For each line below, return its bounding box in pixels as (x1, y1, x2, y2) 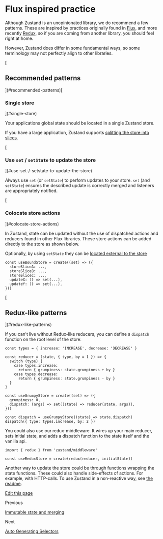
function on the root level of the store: (5, 336, 82, 343)
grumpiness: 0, (9, 398, 41, 403)
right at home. (5, 35, 33, 41)
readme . (5, 481, 22, 487)
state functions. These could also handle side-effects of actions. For (5, 470, 143, 476)
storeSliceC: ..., (9, 273, 48, 278)
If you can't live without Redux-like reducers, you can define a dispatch (5, 331, 150, 337)
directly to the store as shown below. (5, 241, 80, 247)
